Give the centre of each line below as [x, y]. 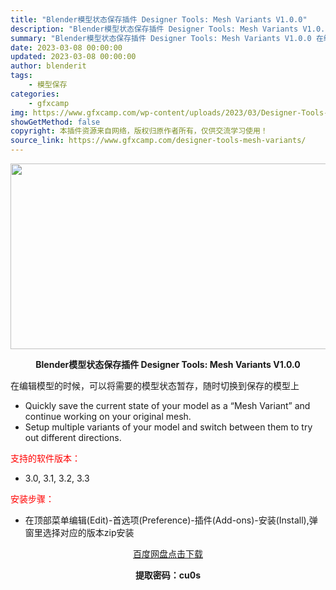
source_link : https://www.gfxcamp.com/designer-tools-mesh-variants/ [158, 141]
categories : [35, 94]
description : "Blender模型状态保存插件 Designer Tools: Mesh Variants [154, 29]
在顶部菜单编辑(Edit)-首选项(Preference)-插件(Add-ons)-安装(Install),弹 [171, 520]
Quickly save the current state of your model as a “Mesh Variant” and [167, 405]
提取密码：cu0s [168, 575]
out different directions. [73, 437]
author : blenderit [48, 66]
